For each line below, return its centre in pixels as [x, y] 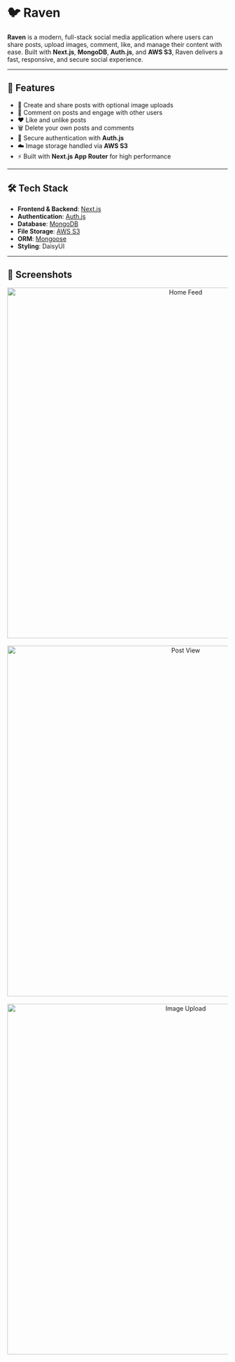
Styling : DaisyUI [41, 246]
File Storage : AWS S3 [49, 231]
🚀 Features [31, 88]
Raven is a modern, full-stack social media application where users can [110, 37]
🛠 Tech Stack [38, 188]
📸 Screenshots [40, 275]
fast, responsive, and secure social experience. [75, 59]
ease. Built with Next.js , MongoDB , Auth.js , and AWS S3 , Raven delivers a [115, 52]
